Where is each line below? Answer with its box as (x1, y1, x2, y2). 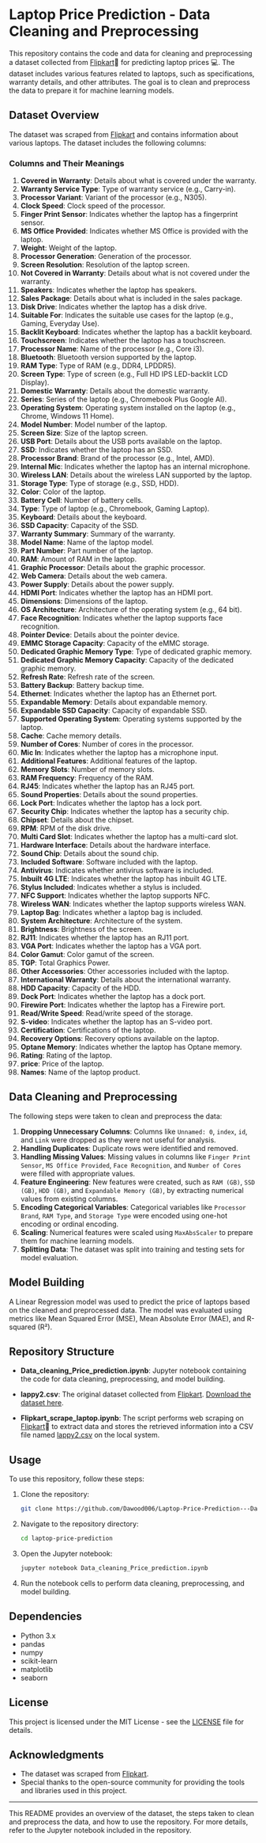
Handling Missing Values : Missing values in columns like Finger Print (20, 1152, 251, 1161)
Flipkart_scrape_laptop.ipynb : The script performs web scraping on (20, 1413, 244, 1423)
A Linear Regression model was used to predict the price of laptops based (9, 1297, 250, 1306)
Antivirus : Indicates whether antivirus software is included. (20, 865, 214, 876)
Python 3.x (20, 1631, 56, 1640)
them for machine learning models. (20, 1236, 135, 1245)
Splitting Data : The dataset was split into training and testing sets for (20, 1244, 245, 1254)
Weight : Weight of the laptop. (20, 243, 118, 253)
